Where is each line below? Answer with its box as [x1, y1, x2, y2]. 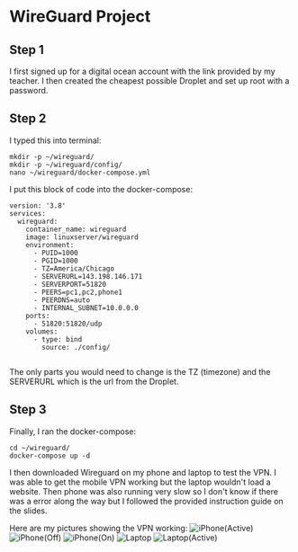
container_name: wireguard [25, 225, 127, 234]
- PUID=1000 [32, 248, 78, 257]
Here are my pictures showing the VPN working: [9, 522, 188, 533]
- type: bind [32, 334, 83, 343]
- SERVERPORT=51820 [32, 280, 106, 289]
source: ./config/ [41, 343, 111, 352]
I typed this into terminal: [9, 135, 102, 146]
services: [9, 209, 47, 218]
